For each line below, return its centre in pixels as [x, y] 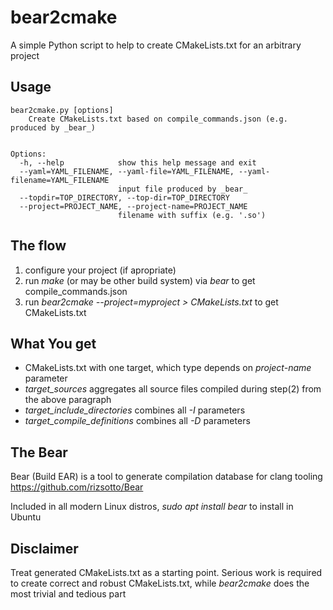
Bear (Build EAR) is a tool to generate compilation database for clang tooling [166, 477]
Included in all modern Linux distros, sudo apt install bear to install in [152, 507]
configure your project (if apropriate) [100, 270]
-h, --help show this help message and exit [138, 162]
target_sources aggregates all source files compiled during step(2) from [173, 389]
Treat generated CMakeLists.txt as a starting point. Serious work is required [166, 572]
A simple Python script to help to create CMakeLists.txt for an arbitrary [156, 45]
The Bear [39, 452]
